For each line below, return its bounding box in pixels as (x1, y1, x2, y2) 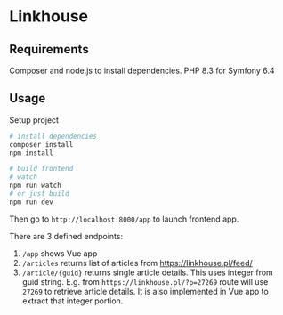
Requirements (9, 42, 89, 57)
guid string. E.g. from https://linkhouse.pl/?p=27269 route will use (21, 276, 269, 287)
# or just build (9, 190, 69, 198)
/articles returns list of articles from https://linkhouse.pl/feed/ (21, 257, 254, 268)
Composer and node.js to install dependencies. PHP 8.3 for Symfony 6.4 (9, 65, 275, 76)
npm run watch (9, 181, 62, 190)
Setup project (9, 114, 60, 125)
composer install (9, 140, 74, 149)
